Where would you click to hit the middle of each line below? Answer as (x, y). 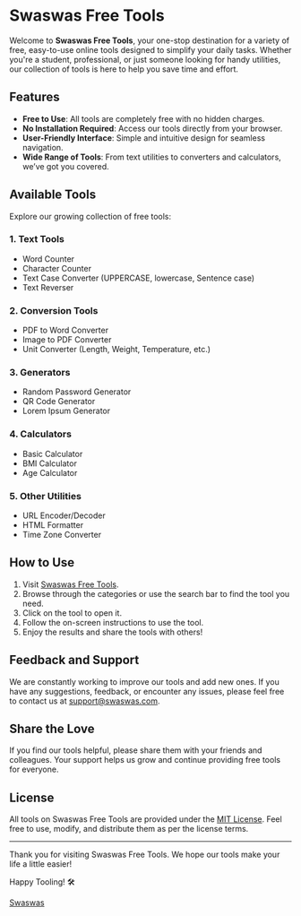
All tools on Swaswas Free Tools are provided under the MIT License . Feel (146, 819)
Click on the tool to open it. (72, 613)
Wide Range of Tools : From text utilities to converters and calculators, (152, 157)
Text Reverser (48, 287)
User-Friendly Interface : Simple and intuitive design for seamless (144, 138)
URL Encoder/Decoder (64, 515)
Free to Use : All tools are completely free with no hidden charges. (143, 118)
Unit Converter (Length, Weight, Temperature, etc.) (116, 350)
